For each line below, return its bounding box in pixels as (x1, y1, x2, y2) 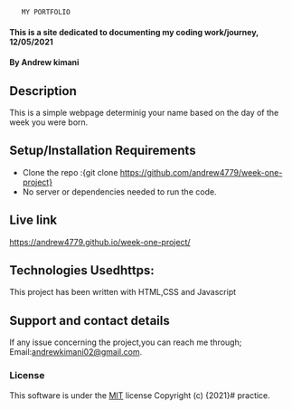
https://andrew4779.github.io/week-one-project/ (9, 236, 192, 247)
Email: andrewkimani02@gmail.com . (9, 347, 143, 358)
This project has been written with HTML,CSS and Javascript (9, 287, 237, 298)
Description (9, 83, 77, 99)
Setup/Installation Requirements (9, 143, 196, 158)
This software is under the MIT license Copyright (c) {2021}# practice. (9, 389, 271, 401)
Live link (9, 213, 57, 228)
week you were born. (9, 117, 89, 128)
